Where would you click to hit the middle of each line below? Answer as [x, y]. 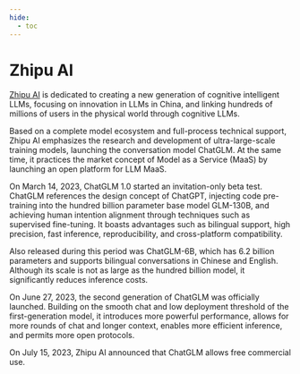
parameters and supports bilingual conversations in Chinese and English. [144, 261]
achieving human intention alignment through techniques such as [130, 215]
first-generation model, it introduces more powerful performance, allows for [149, 316]
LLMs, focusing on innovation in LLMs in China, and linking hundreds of [141, 105]
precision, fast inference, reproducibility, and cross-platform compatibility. [146, 234]
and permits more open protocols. [72, 336]
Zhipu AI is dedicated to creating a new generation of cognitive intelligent [145, 95]
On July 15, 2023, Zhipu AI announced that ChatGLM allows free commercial [150, 353]
